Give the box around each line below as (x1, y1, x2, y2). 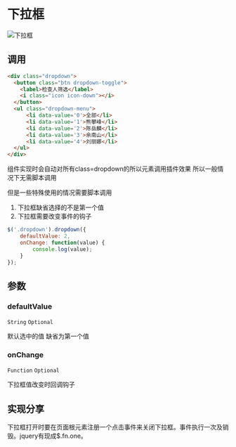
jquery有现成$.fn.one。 (19, 432, 88, 440)
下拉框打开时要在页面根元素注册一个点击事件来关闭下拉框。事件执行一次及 (7, 423, 223, 432)
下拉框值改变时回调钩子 (7, 380, 75, 389)
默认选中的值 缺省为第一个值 (7, 332, 89, 341)
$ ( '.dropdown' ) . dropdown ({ (7, 226, 86, 233)
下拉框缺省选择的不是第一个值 (17, 203, 104, 212)
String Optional (7, 319, 54, 326)
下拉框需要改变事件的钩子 (17, 212, 92, 221)
